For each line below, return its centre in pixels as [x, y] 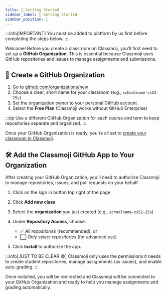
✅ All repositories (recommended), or [59, 231]
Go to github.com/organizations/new [50, 87]
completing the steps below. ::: [37, 39]
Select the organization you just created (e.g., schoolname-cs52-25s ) [83, 212]
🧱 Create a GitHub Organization [55, 75]
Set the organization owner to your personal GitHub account [74, 103]
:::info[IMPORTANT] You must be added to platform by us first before [76, 34]
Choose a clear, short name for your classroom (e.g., [67, 92]
